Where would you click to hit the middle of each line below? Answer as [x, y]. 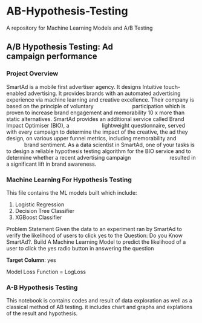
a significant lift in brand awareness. [51, 164]
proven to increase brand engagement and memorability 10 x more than [96, 113]
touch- [172, 86]
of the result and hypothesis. [42, 313]
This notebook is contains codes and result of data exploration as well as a [99, 301]
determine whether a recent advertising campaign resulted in [101, 157]
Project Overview [32, 74]
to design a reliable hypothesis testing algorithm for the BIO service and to [99, 151]
